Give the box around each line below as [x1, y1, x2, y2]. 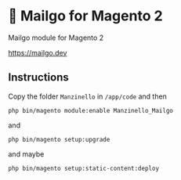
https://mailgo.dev [8, 48, 67, 57]
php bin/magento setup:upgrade [8, 135, 110, 143]
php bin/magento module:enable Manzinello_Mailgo [8, 106, 174, 114]
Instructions [8, 70, 69, 85]
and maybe [8, 149, 45, 159]
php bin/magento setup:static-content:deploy [8, 164, 159, 172]
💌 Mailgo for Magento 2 [8, 7, 163, 25]
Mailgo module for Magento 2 [8, 33, 104, 42]
